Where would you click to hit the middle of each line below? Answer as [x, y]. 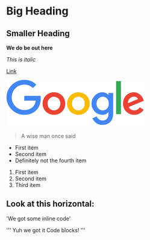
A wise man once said [48, 136]
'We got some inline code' [39, 218]
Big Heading [37, 11]
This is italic [21, 59]
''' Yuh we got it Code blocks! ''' [46, 230]
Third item [28, 185]
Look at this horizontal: [50, 204]
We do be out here [30, 48]
